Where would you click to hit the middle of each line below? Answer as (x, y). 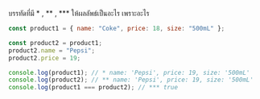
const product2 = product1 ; (56, 43)
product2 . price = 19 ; (45, 58)
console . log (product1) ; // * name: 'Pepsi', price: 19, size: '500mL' (129, 72)
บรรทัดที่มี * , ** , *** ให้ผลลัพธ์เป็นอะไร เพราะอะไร (79, 13)
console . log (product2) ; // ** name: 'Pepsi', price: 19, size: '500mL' (131, 80)
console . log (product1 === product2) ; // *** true (93, 88)
